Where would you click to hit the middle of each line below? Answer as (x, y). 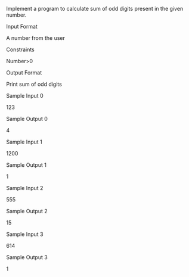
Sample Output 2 (27, 211)
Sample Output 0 (27, 119)
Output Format (24, 73)
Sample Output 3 (27, 257)
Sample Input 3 (25, 234)
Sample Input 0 (25, 96)
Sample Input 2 (25, 188)
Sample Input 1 (24, 142)
